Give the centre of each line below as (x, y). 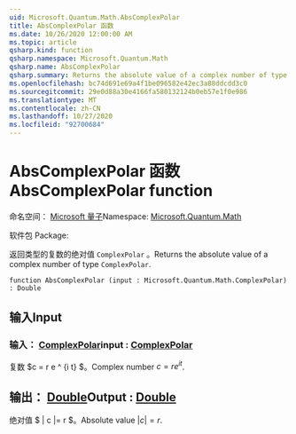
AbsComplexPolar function (111, 191)
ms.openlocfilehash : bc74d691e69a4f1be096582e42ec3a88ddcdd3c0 (129, 83)
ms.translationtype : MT (53, 100)
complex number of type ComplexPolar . (80, 264)
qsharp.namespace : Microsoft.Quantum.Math (89, 59)
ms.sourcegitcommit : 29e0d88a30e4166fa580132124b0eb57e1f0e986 (129, 91)
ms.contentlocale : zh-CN (55, 108)
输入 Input (35, 317)
